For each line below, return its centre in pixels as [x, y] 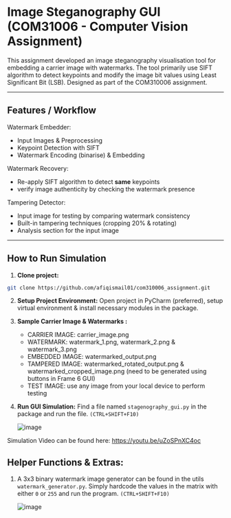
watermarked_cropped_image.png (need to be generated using [117, 371]
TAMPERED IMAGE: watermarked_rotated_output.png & [106, 364]
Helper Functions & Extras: [65, 462]
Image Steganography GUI [84, 12]
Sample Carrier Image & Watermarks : [72, 322]
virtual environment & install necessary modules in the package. [108, 308]
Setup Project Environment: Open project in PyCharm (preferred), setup [120, 301]
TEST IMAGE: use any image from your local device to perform [116, 386]
